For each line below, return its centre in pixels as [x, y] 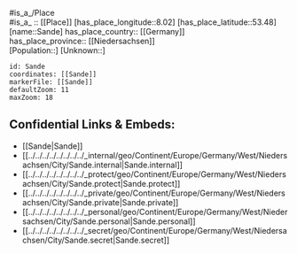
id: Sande [27, 66]
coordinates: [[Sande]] [53, 74]
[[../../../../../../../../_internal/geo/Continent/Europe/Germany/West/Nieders [155, 155]
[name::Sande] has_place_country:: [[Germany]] [97, 31]
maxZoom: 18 [31, 97]
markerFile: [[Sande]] [51, 82]
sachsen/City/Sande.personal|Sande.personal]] [109, 221]
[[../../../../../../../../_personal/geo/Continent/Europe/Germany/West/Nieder [155, 212]
